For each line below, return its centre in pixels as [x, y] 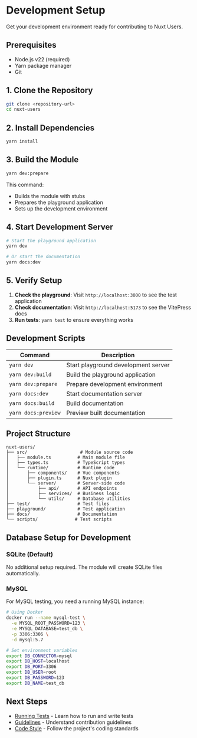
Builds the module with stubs [50, 196]
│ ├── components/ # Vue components [63, 473]
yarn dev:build [30, 374]
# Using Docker [25, 612]
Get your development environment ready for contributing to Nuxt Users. [95, 27]
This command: [25, 185]
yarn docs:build [32, 403]
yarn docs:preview [35, 413]
